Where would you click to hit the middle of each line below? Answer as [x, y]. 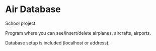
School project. [21, 23]
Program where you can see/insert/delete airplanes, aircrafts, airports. [78, 33]
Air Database [33, 9]
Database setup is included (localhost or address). [57, 43]
